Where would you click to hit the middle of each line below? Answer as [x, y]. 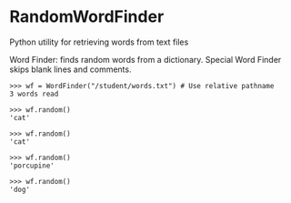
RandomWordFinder [87, 17]
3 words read [34, 94]
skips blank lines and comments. [70, 69]
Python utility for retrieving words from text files [99, 42]
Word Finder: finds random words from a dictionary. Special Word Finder [145, 59]
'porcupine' [32, 166]
